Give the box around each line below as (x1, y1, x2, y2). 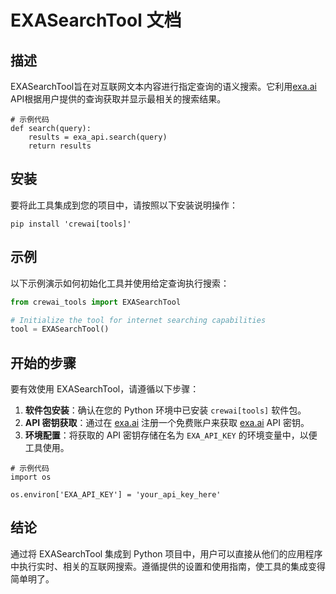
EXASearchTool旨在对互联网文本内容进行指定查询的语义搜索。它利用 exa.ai (10, 81, 317, 92)
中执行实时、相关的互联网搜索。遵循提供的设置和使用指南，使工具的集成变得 (10, 560, 326, 572)
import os (10, 472, 52, 483)
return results (28, 141, 92, 151)
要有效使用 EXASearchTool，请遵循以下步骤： (10, 383, 200, 395)
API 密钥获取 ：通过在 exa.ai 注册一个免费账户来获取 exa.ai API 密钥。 (24, 417, 310, 429)
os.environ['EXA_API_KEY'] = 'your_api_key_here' (10, 490, 222, 500)
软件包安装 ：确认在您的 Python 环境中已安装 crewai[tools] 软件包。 (24, 404, 307, 416)
